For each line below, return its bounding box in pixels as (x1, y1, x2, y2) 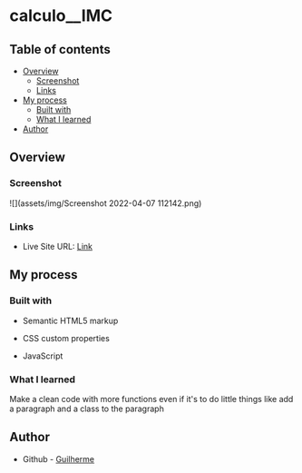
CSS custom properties (22, 332, 111, 343)
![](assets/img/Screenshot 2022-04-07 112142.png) (9, 197, 202, 209)
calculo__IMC (9, 5, 113, 26)
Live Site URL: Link (22, 241, 93, 251)
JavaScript (22, 350, 63, 361)
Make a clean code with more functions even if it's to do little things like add (9, 393, 294, 404)
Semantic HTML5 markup (22, 315, 119, 326)
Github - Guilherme (22, 453, 95, 464)
